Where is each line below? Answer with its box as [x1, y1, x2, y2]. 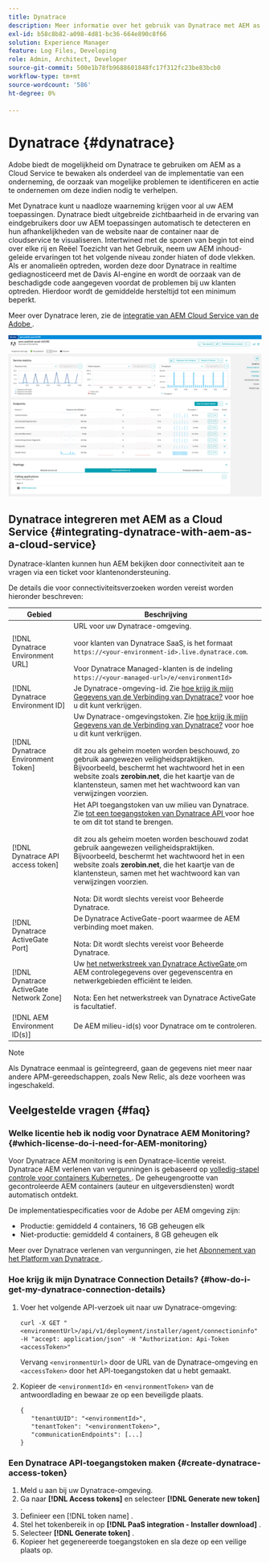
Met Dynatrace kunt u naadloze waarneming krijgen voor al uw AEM [8, 201, 234, 211]
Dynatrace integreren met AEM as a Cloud [8, 512, 223, 526]
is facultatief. [73, 1002, 117, 1011]
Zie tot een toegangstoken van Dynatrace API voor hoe [73, 808, 255, 818]
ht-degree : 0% [8, 89, 56, 97]
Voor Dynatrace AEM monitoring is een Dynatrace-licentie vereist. [8, 1156, 227, 1166]
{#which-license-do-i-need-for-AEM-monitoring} [8, 1138, 208, 1149]
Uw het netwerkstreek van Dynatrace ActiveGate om [73, 959, 247, 969]
